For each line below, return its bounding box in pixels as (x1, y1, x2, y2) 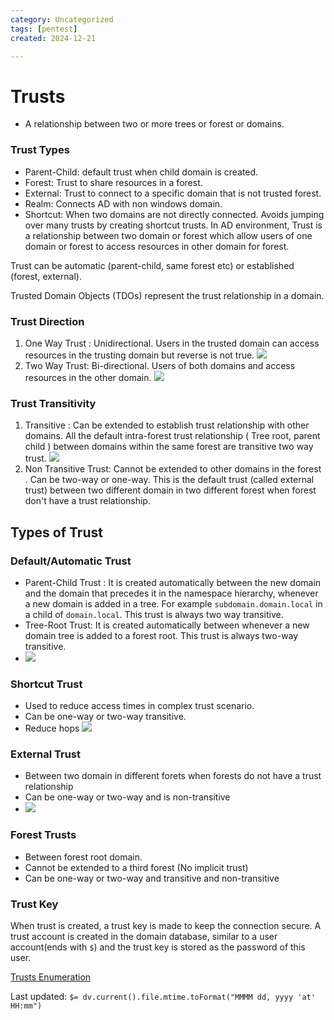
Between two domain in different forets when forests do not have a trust (24, 770, 322, 782)
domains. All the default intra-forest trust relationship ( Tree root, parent (24, 430, 321, 442)
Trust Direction (10, 314, 85, 328)
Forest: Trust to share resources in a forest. (24, 176, 203, 188)
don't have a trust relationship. (24, 495, 151, 507)
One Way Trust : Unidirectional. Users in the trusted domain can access (24, 337, 320, 349)
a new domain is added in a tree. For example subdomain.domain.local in (24, 597, 323, 610)
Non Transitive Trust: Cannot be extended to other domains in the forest (24, 463, 322, 475)
